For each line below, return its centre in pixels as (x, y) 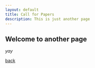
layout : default (22, 10)
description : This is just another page (48, 19)
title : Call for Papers (30, 14)
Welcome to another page (46, 39)
